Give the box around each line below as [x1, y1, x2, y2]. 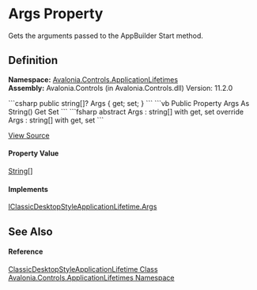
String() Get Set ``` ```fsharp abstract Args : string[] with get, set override [8, 107, 244, 116]
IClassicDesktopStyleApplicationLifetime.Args [8, 202, 157, 212]
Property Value [8, 149, 59, 158]
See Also [8, 224, 53, 238]
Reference [8, 247, 43, 257]
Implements [8, 184, 49, 194]
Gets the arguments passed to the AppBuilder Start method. [8, 31, 204, 40]
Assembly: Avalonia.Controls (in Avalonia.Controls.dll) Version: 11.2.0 [8, 83, 233, 92]
